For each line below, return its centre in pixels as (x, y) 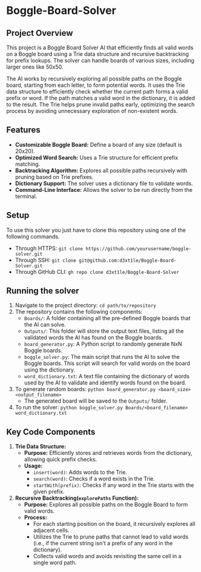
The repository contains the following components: (79, 312)
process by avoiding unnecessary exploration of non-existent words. (92, 111)
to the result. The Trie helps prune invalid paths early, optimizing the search (100, 104)
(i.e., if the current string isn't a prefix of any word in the (103, 543)
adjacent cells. (51, 530)
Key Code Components (51, 432)
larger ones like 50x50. (35, 67)
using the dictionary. (50, 370)
